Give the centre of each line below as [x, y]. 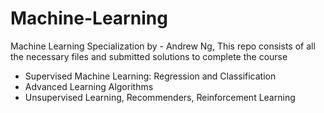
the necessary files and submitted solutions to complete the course [149, 56]
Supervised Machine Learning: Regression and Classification [150, 76]
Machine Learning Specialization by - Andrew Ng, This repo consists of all [163, 46]
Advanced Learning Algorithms [89, 86]
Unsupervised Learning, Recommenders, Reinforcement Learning [160, 97]
